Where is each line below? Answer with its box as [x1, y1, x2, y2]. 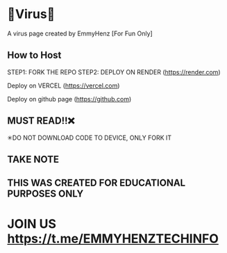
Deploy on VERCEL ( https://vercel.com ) [7, 81, 120, 90]
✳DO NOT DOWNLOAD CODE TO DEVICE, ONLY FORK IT [7, 133, 172, 142]
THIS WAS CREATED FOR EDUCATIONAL [7, 177, 186, 189]
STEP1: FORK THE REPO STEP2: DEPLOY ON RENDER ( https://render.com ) [7, 67, 221, 76]
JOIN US [7, 215, 57, 231]
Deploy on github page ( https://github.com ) [7, 95, 132, 103]
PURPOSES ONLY [7, 188, 84, 200]
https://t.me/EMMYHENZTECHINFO [7, 231, 219, 246]
